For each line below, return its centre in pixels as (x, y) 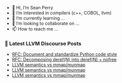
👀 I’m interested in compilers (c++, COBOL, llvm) (61, 13)
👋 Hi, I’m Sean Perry (32, 8)
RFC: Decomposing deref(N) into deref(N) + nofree (64, 60)
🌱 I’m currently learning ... (38, 18)
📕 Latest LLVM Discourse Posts (43, 43)
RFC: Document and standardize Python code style (64, 54)
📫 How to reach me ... (35, 29)
